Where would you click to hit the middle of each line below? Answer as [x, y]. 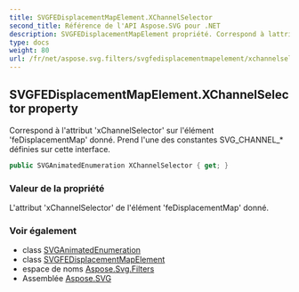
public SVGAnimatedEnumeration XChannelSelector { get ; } [119, 166]
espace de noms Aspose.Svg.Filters [88, 269]
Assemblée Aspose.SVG [67, 279]
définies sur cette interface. [60, 149]
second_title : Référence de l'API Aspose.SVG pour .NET [115, 26]
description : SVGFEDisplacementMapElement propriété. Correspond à [137, 34]
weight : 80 [29, 51]
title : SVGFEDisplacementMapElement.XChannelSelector [111, 17]
